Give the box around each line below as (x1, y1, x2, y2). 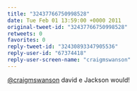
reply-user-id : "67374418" (7, 50, 87, 57)
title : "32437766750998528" (7, 10, 90, 18)
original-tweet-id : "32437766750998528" (7, 23, 129, 30)
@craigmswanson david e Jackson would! (7, 75, 131, 84)
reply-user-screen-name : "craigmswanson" (7, 56, 131, 63)
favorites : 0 (7, 37, 46, 44)
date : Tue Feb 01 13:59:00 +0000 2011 (7, 17, 121, 24)
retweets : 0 (7, 30, 42, 37)
